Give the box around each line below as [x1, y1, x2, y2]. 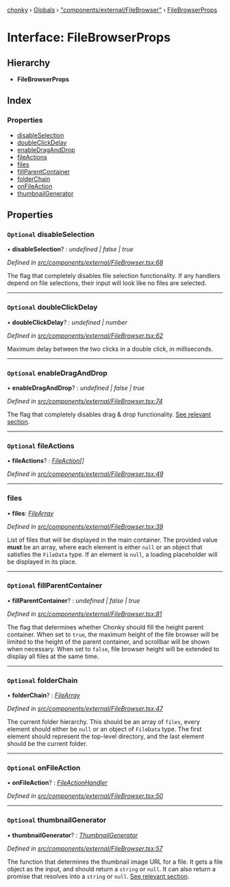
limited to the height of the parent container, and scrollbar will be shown [7, 637, 210, 646]
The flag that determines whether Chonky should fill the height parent [7, 623, 204, 631]
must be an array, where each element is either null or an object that [7, 542, 203, 551]
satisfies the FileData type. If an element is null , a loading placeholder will [7, 550, 218, 558]
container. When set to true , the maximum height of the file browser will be [7, 630, 219, 638]
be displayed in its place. [7, 558, 77, 566]
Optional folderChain [7, 675, 78, 685]
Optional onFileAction [7, 763, 81, 773]
